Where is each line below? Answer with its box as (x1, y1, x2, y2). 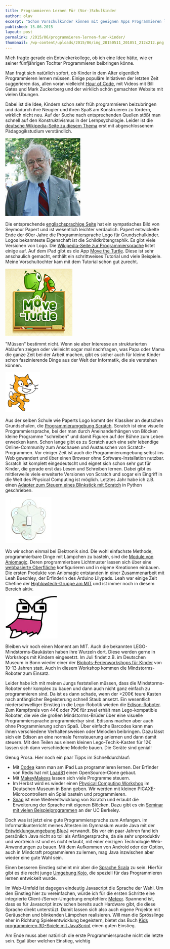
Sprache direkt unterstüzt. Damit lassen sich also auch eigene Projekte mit (5, 906, 160, 913)
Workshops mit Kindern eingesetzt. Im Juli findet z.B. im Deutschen (5, 654, 146, 660)
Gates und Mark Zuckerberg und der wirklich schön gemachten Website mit (5, 86, 163, 92)
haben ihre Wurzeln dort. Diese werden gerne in (55, 649, 156, 655)
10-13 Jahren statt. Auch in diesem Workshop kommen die (5, 665, 127, 671)
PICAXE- (137, 786, 156, 792)
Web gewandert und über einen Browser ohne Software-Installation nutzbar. (5, 455, 164, 461)
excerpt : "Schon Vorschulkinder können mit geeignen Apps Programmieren (5, 19, 162, 24)
